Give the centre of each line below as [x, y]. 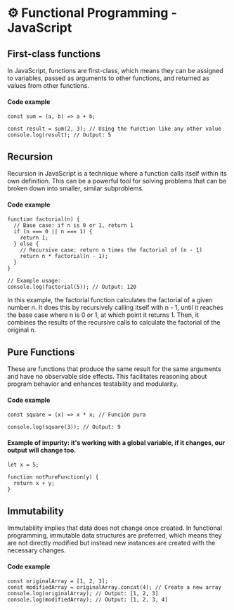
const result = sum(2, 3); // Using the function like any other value [114, 129]
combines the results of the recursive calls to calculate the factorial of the [114, 323]
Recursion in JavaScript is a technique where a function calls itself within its [117, 174]
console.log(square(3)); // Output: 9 [64, 427]
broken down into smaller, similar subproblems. [76, 188]
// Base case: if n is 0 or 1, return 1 [73, 226]
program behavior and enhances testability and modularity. [93, 384]
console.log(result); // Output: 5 [59, 135]
